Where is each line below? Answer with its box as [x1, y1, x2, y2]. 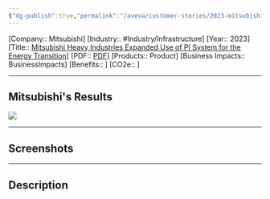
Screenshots [8, 141, 74, 155]
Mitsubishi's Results [8, 90, 112, 104]
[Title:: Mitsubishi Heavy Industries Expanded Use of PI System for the [8, 42, 241, 52]
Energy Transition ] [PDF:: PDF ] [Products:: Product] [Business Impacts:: [8, 51, 246, 60]
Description [8, 178, 68, 192]
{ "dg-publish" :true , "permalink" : [8, 11, 121, 20]
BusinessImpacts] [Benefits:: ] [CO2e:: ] [8, 59, 141, 69]
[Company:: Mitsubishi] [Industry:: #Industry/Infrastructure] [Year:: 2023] [8, 34, 251, 43]
